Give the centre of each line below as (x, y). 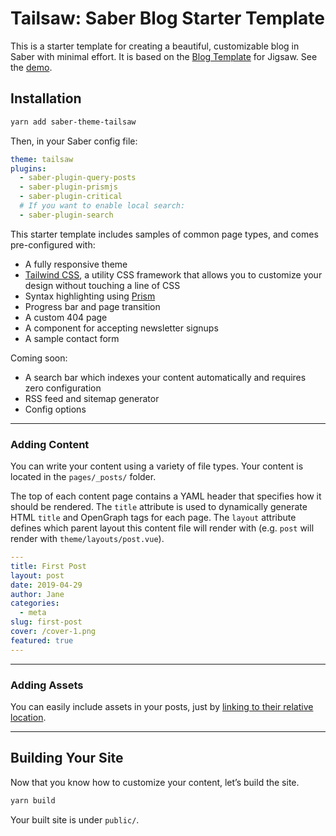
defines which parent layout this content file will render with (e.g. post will (162, 528)
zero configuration (63, 388)
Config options (55, 409)
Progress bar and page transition (92, 306)
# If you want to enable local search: (102, 206)
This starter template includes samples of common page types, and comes (164, 234)
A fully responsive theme (76, 264)
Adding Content (50, 444)
